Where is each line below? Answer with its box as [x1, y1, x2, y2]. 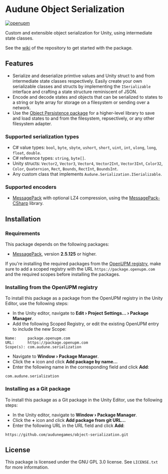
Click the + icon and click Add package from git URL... [12, 417, 126, 423]
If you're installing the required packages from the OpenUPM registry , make [5, 261, 161, 267]
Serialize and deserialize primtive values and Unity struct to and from [12, 73, 155, 79]
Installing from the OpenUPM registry [5, 284, 98, 291]
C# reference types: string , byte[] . [12, 155, 86, 161]
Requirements [5, 229, 40, 236]
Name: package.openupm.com [5, 336, 70, 341]
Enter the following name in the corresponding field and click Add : [12, 364, 149, 370]
